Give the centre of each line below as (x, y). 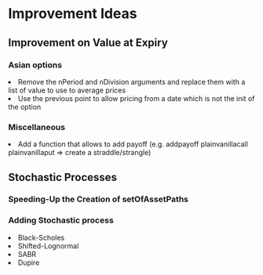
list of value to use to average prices (67, 90)
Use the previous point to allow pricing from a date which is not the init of (137, 98)
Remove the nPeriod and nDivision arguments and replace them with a (132, 81)
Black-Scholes (42, 237)
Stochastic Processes (63, 177)
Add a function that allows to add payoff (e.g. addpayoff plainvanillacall (133, 144)
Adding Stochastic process (61, 220)
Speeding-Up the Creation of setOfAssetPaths (98, 199)
